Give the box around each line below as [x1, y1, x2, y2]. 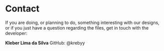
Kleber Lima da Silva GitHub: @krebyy [5, 39, 85, 45]
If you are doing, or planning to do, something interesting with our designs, [5, 19, 159, 25]
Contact [5, 3, 40, 14]
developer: [5, 30, 28, 36]
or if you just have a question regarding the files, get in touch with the [5, 24, 149, 30]
